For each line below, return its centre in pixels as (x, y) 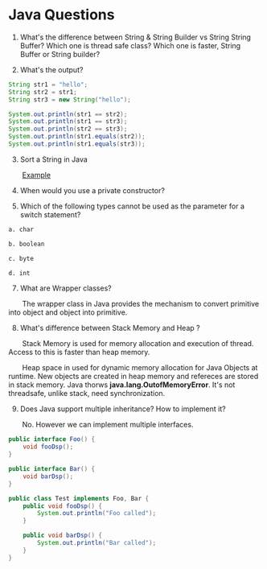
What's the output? (51, 69)
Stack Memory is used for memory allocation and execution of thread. (138, 344)
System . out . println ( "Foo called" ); (97, 513)
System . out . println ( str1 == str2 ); (68, 114)
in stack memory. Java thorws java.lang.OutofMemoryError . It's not (122, 385)
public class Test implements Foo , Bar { (79, 498)
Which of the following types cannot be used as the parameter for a (132, 206)
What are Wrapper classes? (66, 288)
